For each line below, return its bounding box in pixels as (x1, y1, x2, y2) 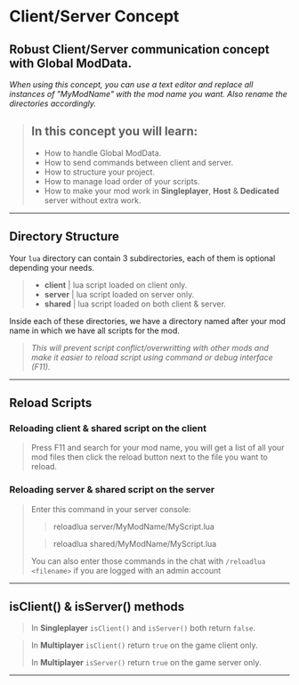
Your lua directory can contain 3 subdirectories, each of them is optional (9, 252, 276, 264)
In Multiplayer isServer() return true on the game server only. (30, 657, 262, 668)
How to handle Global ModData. (44, 147, 162, 158)
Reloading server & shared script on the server (9, 484, 215, 496)
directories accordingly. (9, 98, 96, 109)
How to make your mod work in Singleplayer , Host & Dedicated (44, 185, 279, 196)
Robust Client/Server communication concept (9, 42, 270, 57)
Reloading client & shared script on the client (9, 421, 207, 434)
